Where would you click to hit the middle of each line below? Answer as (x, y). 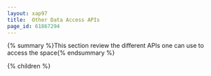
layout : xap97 (28, 13)
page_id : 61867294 (33, 26)
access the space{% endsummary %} (61, 53)
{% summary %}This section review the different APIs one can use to (106, 46)
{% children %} (29, 66)
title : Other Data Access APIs (53, 20)
